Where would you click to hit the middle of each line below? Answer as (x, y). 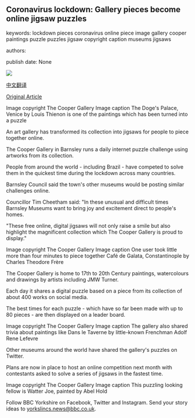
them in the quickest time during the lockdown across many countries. (91, 173)
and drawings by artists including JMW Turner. (62, 279)
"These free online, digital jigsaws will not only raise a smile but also (88, 225)
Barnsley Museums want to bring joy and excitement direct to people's (91, 208)
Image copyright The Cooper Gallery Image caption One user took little (92, 249)
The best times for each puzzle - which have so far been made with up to (95, 308)
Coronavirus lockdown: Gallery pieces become (93, 10)
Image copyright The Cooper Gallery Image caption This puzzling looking (94, 385)
